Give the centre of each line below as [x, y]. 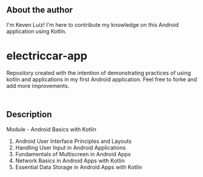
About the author [40, 10]
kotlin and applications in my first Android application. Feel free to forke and [102, 79]
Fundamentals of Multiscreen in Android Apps [73, 154]
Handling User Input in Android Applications [71, 147]
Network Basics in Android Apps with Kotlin [70, 161]
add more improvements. [38, 85]
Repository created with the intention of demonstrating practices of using [99, 73]
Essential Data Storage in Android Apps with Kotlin [79, 167]
